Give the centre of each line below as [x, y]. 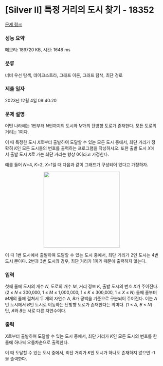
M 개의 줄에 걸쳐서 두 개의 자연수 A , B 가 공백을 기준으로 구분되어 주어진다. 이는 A [81, 299]
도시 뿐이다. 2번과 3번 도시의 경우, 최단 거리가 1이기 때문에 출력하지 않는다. [76, 261]
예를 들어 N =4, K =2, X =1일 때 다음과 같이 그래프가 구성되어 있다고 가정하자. [77, 165]
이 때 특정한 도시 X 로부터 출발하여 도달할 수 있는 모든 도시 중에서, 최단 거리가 [78, 142]
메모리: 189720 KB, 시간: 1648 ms [38, 50]
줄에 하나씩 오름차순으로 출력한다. [37, 342]
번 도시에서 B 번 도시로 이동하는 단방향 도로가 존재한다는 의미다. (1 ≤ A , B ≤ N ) [79, 305]
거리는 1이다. [17, 132]
